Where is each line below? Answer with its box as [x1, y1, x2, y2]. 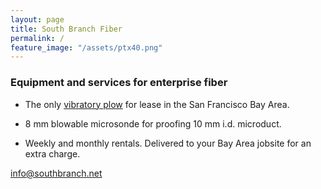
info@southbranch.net [10, 167, 103, 179]
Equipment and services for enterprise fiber [10, 76, 228, 90]
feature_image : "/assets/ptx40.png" [10, 42, 163, 53]
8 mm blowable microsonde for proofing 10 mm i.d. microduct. [24, 117, 282, 130]
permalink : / [10, 33, 65, 43]
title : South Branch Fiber [10, 24, 123, 34]
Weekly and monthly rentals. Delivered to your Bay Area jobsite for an [24, 137, 312, 149]
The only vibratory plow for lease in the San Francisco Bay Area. [24, 98, 290, 110]
